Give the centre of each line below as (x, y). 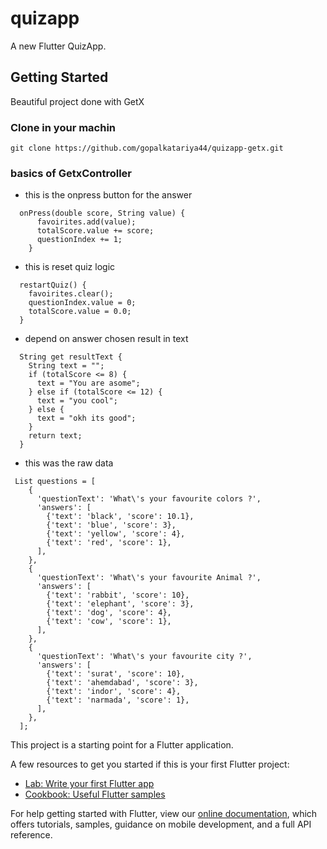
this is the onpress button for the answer (108, 195)
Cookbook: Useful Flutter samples (95, 794)
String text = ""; (66, 366)
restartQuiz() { (53, 285)
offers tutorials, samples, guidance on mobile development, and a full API (161, 824)
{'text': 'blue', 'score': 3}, (111, 525)
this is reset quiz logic (70, 267)
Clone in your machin (63, 127)
